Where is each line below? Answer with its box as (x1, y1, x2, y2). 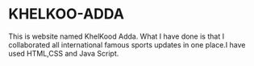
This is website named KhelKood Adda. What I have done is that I (8, 31, 224, 41)
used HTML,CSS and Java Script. (8, 48, 119, 58)
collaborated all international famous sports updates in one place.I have (8, 39, 246, 49)
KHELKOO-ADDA (8, 5, 125, 23)
